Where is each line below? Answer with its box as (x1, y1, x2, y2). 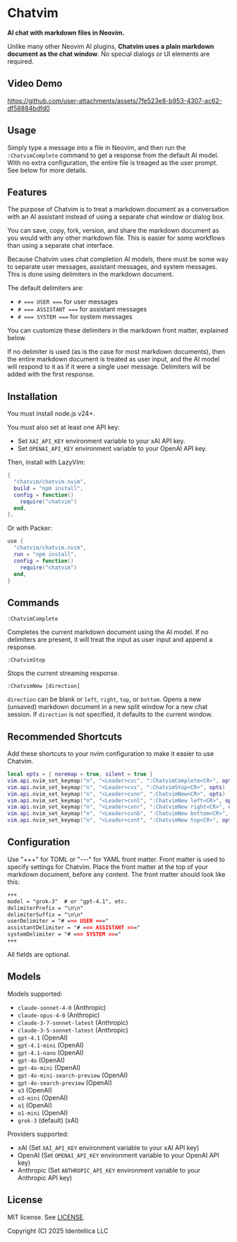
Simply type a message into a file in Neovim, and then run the (7, 143, 186, 151)
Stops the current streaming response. (7, 669, 120, 677)
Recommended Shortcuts (7, 730, 123, 742)
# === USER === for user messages (17, 297, 119, 306)
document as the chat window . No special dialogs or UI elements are (7, 50, 210, 58)
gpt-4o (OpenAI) (17, 1056, 66, 1064)
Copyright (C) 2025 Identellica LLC (7, 1226, 109, 1235)
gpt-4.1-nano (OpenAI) (17, 1048, 84, 1057)
